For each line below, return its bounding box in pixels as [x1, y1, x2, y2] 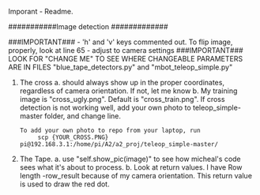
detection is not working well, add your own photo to [19, 103, 191, 112]
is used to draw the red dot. [19, 179, 110, 189]
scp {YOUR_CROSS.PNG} [37, 133, 109, 141]
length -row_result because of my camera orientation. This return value [19, 171, 253, 180]
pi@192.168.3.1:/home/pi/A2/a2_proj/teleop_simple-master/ [19, 141, 219, 148]
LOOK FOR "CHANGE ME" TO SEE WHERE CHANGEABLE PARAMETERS [8, 54, 243, 63]
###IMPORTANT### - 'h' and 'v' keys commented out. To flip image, [8, 37, 233, 47]
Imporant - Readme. [8, 7, 73, 16]
